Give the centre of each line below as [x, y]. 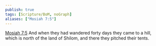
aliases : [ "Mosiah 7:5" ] [31, 19]
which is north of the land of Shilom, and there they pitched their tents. [77, 38]
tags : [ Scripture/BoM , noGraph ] [38, 14]
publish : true [20, 10]
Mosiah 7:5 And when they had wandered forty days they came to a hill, [78, 33]
